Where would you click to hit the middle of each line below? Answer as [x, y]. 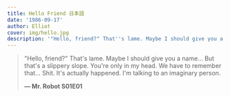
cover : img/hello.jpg [38, 33]
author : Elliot [29, 26]
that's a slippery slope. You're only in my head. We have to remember [123, 66]
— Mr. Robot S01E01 [53, 86]
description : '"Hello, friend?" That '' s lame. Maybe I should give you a [115, 39]
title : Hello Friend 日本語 [46, 13]
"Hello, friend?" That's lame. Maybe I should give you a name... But [119, 58]
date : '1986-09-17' [35, 20]
